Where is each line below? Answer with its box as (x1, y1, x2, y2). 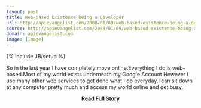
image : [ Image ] (6, 36, 44, 42)
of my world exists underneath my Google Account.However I (36, 71, 188, 78)
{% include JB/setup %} (6, 53, 66, 60)
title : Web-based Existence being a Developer (6, 14, 124, 20)
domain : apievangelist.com (6, 31, 74, 37)
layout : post (6, 8, 39, 15)
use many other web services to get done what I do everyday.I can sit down (6, 77, 193, 84)
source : (6, 25, 26, 32)
